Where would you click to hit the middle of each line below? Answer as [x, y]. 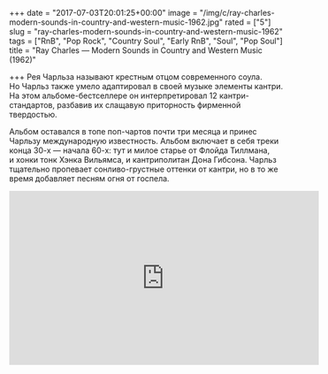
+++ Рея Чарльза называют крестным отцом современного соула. [136, 77]
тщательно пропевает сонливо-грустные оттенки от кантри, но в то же [144, 169]
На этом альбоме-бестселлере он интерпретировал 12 [114, 95]
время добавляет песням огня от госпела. [89, 179]
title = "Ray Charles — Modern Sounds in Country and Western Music [136, 50]
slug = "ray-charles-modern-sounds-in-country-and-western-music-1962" [146, 31]
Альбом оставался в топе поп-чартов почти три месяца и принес [133, 131]
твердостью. [33, 114]
